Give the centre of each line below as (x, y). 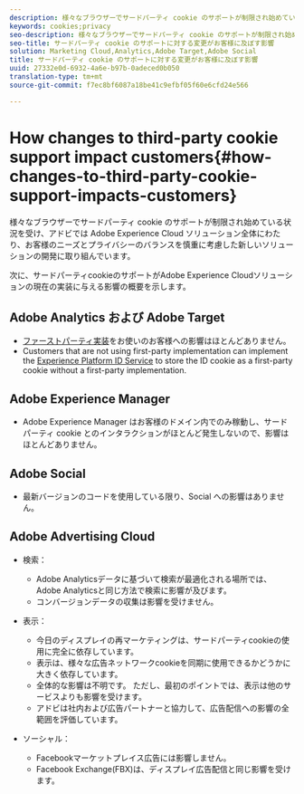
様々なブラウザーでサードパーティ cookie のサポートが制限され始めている (147, 222)
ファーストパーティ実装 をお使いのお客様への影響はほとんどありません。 (157, 341)
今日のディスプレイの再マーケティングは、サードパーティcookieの (159, 640)
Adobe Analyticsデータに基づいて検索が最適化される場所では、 (154, 579)
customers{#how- (201, 157)
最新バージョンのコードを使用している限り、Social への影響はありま (150, 496)
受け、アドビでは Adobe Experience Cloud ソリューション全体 (141, 233)
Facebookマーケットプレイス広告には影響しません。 (133, 758)
